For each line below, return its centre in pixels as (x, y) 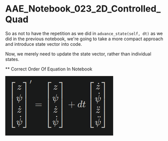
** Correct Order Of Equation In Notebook (49, 69)
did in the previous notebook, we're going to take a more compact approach (84, 39)
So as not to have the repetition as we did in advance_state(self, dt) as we (84, 33)
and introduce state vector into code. (44, 44)
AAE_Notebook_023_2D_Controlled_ (83, 9)
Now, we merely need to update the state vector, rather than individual (78, 54)
